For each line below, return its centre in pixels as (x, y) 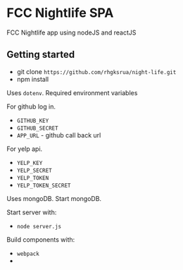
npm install (33, 79)
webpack (28, 254)
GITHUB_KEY (33, 121)
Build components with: (41, 239)
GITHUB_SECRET (37, 128)
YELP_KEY (30, 163)
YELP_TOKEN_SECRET (44, 185)
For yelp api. (25, 149)
